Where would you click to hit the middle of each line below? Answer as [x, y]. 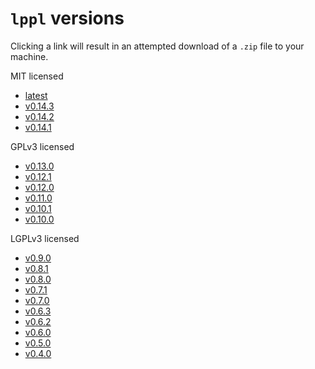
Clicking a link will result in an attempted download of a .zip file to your [157, 46]
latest [36, 95]
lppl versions [67, 18]
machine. [29, 56]
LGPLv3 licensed [45, 238]
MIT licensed [37, 76]
